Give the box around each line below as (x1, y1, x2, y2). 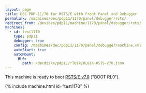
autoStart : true (14, 47, 47, 52)
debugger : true (14, 39, 44, 43)
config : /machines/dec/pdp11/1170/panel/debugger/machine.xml (14, 43, 142, 48)
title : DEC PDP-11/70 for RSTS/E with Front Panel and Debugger (5, 12, 137, 16)
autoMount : (14, 52, 36, 57)
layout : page (5, 7, 31, 12)
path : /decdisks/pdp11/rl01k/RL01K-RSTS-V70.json (22, 61, 124, 66)
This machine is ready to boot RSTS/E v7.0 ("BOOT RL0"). (5, 74, 120, 80)
